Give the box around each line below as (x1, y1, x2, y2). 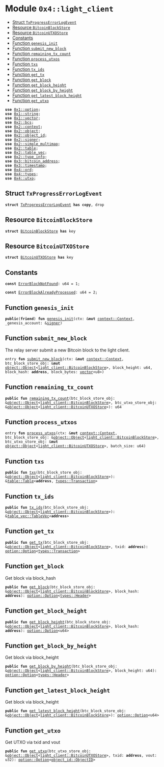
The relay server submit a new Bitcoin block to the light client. (5, 347, 130, 353)
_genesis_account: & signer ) (5, 321, 63, 325)
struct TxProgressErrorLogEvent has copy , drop (5, 202, 105, 207)
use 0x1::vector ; (5, 116, 41, 120)
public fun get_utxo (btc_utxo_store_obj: (5, 748, 91, 754)
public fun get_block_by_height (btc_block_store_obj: (5, 664, 118, 669)
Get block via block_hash (5, 575, 56, 581)
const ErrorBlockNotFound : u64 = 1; (5, 281, 80, 287)
